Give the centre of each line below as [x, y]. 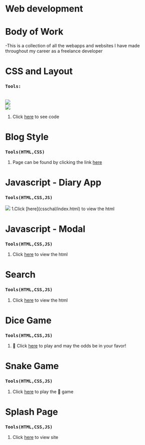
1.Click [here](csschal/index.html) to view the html [63, 209]
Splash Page [32, 412]
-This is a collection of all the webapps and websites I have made [72, 46]
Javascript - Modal [45, 229]
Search [21, 275]
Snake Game [32, 366]
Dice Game [28, 320]
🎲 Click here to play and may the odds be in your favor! [69, 346]
